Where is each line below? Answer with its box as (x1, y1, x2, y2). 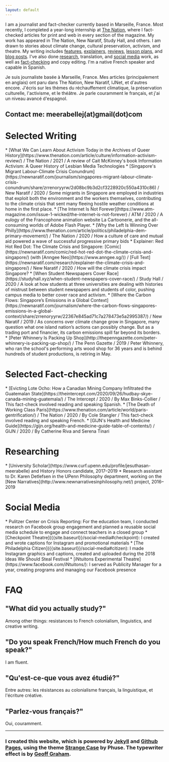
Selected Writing (5, 130, 77, 142)
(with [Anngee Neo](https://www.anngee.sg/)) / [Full (30, 254, 139, 260)
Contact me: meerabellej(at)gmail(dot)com (5, 110, 142, 119)
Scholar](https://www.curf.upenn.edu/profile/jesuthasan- (32, 463, 151, 469)
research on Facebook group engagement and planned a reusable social (5, 524, 156, 530)
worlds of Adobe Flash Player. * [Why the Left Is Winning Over (29, 222, 158, 228)
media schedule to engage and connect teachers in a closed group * (5, 529, 147, 535)
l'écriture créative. (5, 692, 43, 698)
